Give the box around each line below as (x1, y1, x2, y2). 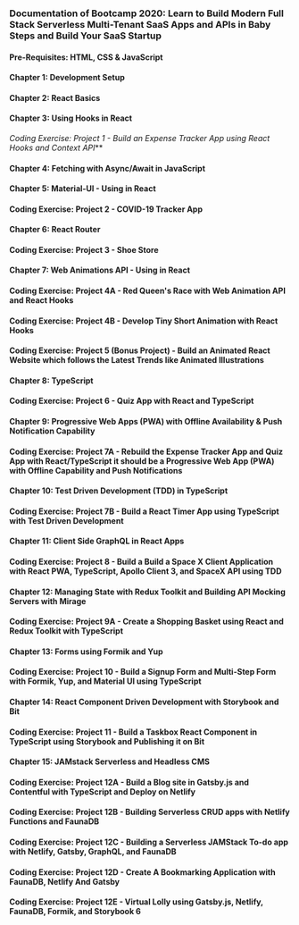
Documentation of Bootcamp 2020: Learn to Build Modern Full (9, 7, 284, 20)
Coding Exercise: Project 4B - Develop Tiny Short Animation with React (9, 315, 278, 326)
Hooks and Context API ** (9, 142, 104, 153)
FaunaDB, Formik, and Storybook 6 (9, 906, 141, 917)
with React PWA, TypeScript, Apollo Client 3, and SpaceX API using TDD (9, 566, 283, 576)
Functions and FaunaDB (9, 816, 100, 827)
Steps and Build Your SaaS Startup (9, 29, 162, 42)
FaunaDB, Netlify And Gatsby (9, 876, 120, 887)
